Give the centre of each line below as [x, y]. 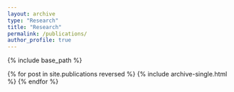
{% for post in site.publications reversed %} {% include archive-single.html [117, 74]
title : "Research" [34, 27]
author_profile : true [39, 40]
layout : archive [31, 14]
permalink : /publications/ [47, 34]
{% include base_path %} [45, 60]
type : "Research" [33, 21]
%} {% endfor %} [33, 81]
